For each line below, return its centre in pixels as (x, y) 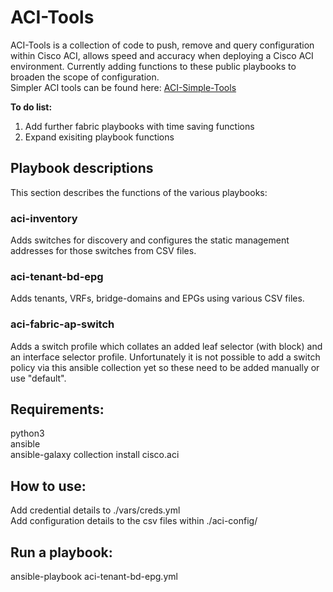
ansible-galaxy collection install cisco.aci (95, 455)
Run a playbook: (61, 552)
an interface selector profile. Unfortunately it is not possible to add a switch (165, 357)
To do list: (31, 107)
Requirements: (57, 409)
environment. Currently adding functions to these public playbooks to (153, 66)
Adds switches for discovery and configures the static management (150, 240)
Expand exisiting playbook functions (99, 137)
